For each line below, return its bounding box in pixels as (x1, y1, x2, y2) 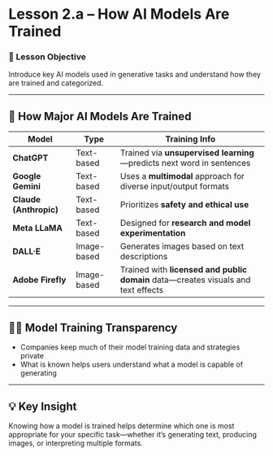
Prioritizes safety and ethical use (120, 199, 249, 211)
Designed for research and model (120, 217, 251, 228)
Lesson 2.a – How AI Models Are (8, 5, 230, 24)
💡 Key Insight (8, 399, 77, 413)
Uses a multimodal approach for (120, 171, 245, 182)
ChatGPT (12, 152, 49, 163)
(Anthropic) (12, 204, 59, 215)
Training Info (165, 133, 216, 145)
